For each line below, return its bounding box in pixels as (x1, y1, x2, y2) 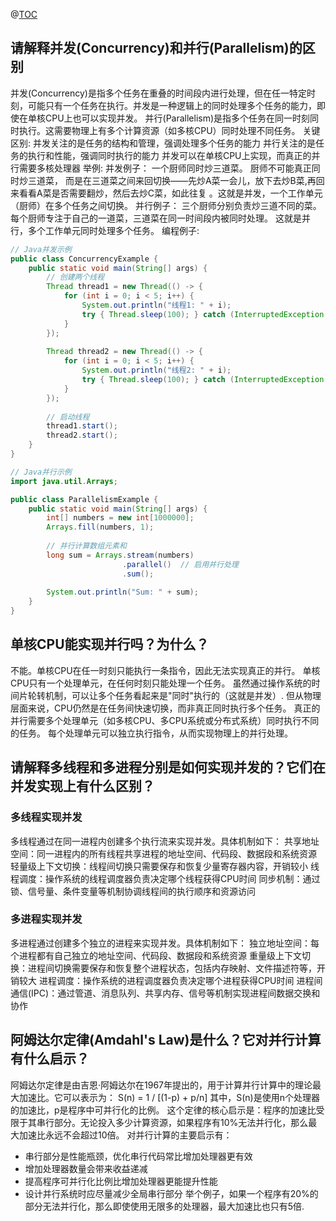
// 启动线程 (46, 412, 90, 422)
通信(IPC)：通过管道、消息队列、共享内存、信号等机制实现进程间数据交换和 (10, 987, 321, 999)
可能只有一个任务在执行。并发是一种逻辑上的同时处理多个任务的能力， (27, 99, 317, 111)
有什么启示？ (10, 1050, 90, 1068)
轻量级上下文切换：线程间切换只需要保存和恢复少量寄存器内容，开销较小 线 (10, 860, 320, 872)
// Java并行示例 (10, 467, 72, 477)
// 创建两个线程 (46, 272, 105, 283)
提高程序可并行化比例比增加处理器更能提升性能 (24, 1175, 218, 1187)
